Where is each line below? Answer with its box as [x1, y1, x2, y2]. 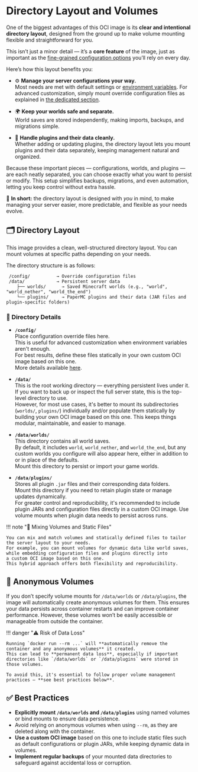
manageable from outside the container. [6, 617, 103, 624]
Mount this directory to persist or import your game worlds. [14, 463, 160, 470]
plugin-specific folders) [6, 299, 70, 305]
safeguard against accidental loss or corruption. [14, 759, 132, 766]
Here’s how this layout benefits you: [6, 65, 93, 72]
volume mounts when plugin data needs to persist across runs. [14, 512, 168, 519]
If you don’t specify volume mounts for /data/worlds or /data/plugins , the [6, 592, 187, 600]
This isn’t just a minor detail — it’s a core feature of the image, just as [6, 47, 176, 55]
